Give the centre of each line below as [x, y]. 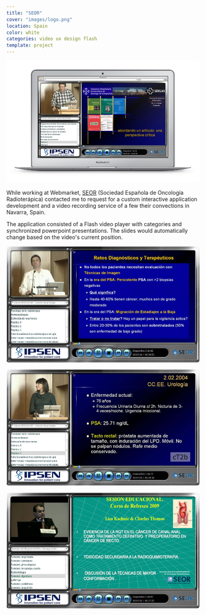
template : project [30, 45]
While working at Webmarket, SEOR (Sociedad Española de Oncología [95, 193]
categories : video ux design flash [52, 39]
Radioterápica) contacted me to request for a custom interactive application [102, 199]
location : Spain [27, 26]
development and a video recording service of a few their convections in [98, 206]
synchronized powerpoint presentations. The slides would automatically [97, 231]
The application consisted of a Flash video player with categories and [94, 224]
